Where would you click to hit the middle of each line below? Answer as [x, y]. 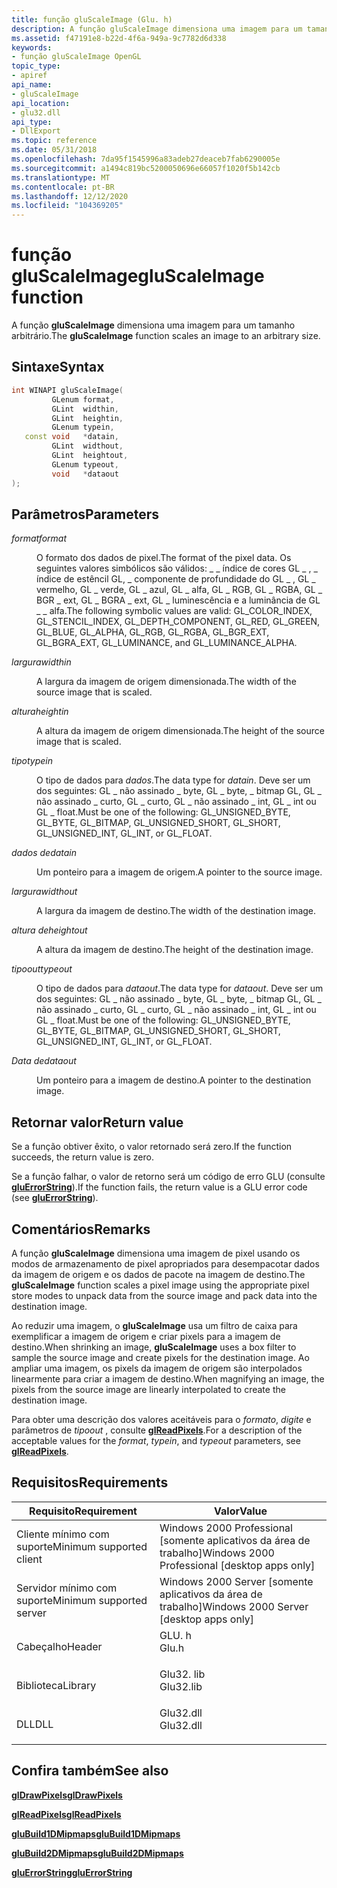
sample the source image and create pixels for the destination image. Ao [160, 1357]
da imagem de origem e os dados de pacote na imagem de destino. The [158, 1274]
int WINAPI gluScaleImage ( [67, 390]
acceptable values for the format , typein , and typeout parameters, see [156, 1440]
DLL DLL [35, 1724]
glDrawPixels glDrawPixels [67, 1795]
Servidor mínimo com [67, 1588]
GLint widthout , [87, 446]
